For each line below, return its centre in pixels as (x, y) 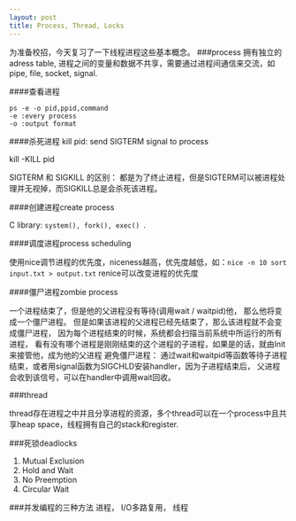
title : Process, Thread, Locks (67, 26)
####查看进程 (34, 91)
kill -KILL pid (32, 159)
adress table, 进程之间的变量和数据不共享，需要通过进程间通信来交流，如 (142, 63)
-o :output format (43, 124)
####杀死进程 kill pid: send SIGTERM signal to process (109, 141)
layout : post (33, 17)
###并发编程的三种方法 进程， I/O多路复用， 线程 (99, 507)
